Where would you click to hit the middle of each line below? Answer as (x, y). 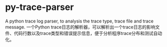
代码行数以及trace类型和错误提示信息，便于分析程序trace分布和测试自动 (88, 33)
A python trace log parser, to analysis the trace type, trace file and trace (79, 21)
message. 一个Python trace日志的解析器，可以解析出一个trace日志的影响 (80, 27)
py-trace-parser (39, 7)
